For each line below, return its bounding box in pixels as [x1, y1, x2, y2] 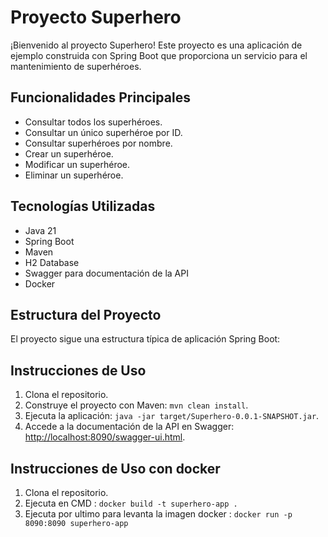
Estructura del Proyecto [10, 306, 162, 323]
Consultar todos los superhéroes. [24, 116, 163, 128]
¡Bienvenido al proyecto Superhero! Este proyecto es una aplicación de [10, 39, 303, 51]
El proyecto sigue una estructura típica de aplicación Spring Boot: [10, 333, 281, 345]
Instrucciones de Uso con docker [10, 460, 221, 477]
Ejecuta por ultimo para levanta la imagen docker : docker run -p [24, 508, 293, 520]
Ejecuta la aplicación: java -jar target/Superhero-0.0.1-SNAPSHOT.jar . [24, 410, 320, 422]
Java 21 [24, 224, 57, 236]
